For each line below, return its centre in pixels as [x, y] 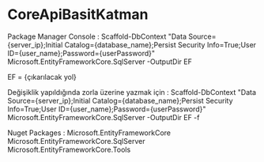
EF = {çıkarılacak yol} [42, 77]
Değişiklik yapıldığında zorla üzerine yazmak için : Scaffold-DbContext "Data [132, 92]
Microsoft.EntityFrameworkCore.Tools [69, 149]
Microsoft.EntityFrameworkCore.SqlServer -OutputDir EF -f [104, 117]
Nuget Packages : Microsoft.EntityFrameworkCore [89, 133]
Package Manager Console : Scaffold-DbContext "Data [97, 36]
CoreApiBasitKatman [78, 15]
